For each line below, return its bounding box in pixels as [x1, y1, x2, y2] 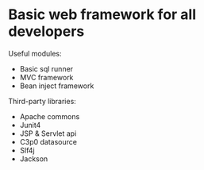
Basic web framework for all [8, 6, 197, 24]
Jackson [19, 153, 48, 164]
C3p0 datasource [19, 137, 78, 146]
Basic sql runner [19, 64, 74, 73]
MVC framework [19, 72, 74, 82]
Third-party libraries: [8, 96, 77, 106]
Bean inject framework [19, 81, 94, 91]
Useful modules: [8, 48, 62, 58]
